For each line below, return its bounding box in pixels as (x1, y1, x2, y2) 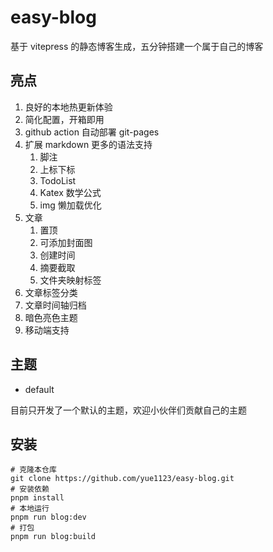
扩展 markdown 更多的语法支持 (24, 138, 153, 150)
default (24, 383, 55, 395)
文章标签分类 (24, 286, 78, 298)
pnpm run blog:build (10, 532, 97, 542)
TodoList (39, 174, 77, 186)
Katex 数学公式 (39, 186, 102, 198)
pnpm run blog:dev (10, 512, 87, 523)
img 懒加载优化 (39, 199, 102, 211)
